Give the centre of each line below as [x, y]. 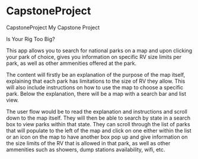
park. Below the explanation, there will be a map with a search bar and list [96, 93]
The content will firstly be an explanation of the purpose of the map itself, [96, 74]
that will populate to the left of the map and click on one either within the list [99, 130]
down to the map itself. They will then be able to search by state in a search [98, 118]
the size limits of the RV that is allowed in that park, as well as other [88, 143]
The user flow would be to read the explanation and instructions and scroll [97, 111]
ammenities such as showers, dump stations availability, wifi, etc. [86, 149]
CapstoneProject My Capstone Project [53, 27]
